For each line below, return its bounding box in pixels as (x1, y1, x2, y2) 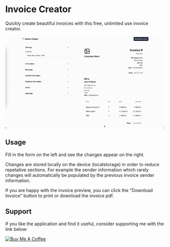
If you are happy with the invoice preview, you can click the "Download (5, 187, 153, 193)
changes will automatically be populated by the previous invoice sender (5, 172, 155, 178)
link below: (5, 226, 28, 232)
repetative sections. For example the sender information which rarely (5, 167, 149, 173)
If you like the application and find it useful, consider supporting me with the (5, 221, 164, 227)
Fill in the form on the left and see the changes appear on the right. (5, 152, 145, 158)
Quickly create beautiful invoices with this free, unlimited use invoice (5, 20, 148, 26)
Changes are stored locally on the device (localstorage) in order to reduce (5, 161, 159, 167)
